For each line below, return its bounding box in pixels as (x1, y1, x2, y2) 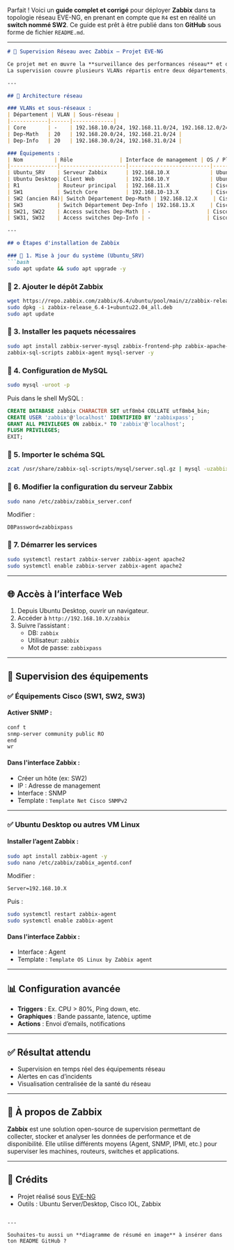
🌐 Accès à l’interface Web (7, 588, 123, 600)
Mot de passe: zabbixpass (27, 643, 102, 652)
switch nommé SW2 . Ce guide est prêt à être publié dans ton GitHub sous (7, 21, 221, 29)
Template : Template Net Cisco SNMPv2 (17, 796, 127, 804)
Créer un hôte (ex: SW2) (17, 774, 88, 782)
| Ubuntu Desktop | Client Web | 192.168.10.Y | (7, 175, 214, 183)
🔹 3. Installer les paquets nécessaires (7, 327, 136, 336)
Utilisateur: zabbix (27, 636, 80, 645)
